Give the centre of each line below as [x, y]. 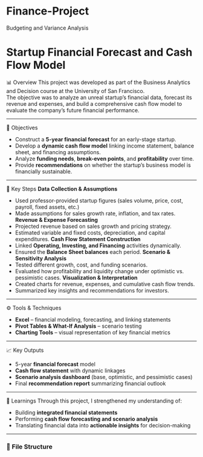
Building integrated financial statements [66, 412]
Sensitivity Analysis [41, 258]
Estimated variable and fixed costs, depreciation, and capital [90, 232]
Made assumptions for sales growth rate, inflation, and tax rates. [95, 213]
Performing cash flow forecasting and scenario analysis [86, 419]
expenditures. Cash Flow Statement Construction [78, 239]
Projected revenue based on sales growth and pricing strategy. [93, 226]
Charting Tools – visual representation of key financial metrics [93, 332]
